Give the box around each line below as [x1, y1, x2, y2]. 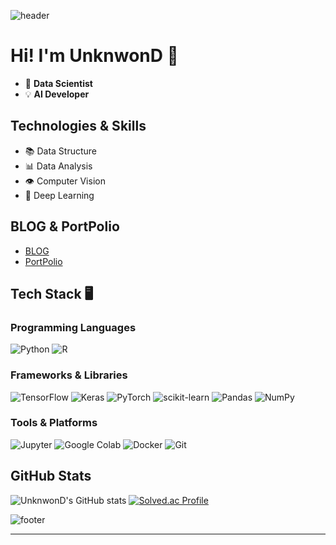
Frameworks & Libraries [10, 368, 128, 382]
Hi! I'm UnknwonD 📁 [10, 45, 179, 67]
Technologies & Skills [10, 118, 147, 135]
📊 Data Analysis [24, 160, 93, 172]
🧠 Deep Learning [24, 189, 95, 201]
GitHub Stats [10, 468, 92, 485]
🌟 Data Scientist [24, 77, 93, 89]
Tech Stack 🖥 [10, 285, 94, 302]
